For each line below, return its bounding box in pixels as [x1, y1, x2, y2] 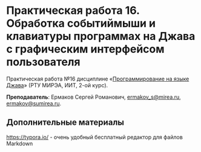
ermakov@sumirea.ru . [6, 99, 62, 107]
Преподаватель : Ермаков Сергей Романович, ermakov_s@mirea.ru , [6, 93, 182, 101]
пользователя [6, 55, 81, 69]
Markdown [6, 140, 33, 147]
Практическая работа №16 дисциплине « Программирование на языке [6, 75, 189, 82]
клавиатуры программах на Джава [6, 30, 196, 43]
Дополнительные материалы [6, 117, 125, 128]
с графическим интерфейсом [6, 42, 165, 56]
